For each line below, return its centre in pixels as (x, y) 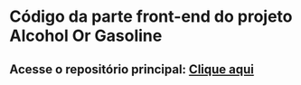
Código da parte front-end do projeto (151, 17)
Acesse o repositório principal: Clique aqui (132, 69)
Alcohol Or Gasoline (86, 36)
